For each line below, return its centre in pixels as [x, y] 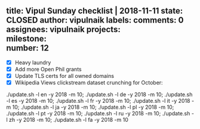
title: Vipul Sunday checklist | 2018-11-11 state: [95, 11]
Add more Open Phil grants [48, 69]
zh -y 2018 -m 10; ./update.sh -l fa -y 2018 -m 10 [68, 120]
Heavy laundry [33, 62]
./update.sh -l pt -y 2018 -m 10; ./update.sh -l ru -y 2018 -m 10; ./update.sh [98, 114]
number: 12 [27, 48]
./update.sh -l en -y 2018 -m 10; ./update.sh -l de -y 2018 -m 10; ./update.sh [99, 95]
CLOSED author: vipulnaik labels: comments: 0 [95, 21]
